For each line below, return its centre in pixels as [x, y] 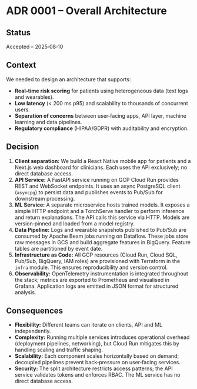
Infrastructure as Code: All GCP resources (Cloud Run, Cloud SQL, [96, 255]
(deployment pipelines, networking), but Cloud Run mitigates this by [97, 344]
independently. [33, 331]
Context [21, 65]
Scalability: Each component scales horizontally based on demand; [97, 356]
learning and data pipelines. [48, 122]
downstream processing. [45, 198]
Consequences [35, 311]
